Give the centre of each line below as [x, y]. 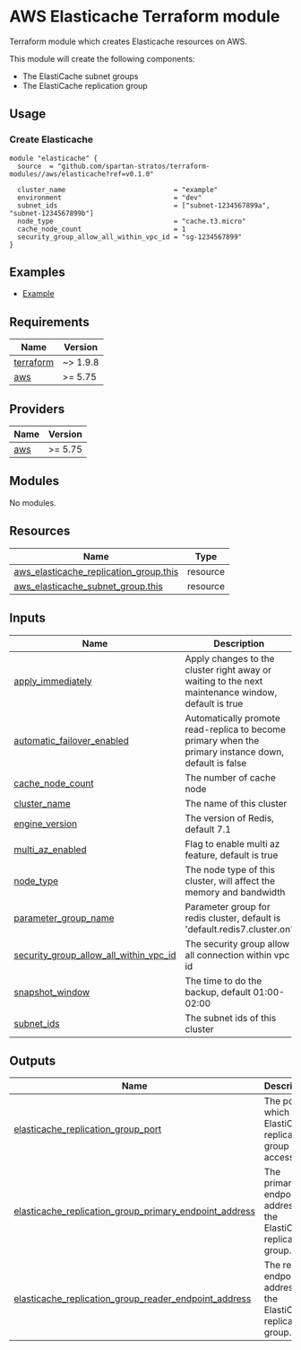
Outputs [33, 1060]
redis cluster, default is [233, 918]
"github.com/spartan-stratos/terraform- [133, 166]
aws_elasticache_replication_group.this [96, 571]
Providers [37, 409]
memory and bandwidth [235, 892]
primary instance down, [235, 752]
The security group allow [237, 943]
